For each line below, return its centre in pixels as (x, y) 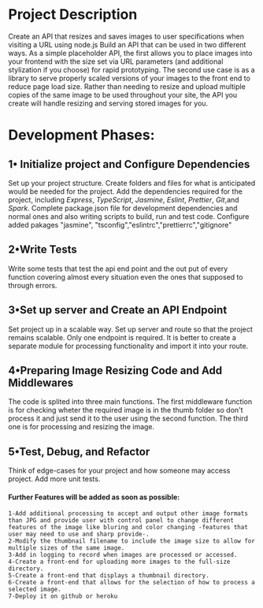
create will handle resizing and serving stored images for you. (108, 103)
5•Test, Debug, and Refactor (79, 452)
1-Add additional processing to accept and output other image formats (128, 513)
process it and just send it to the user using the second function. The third (128, 418)
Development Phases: (81, 135)
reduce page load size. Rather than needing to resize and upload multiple (127, 86)
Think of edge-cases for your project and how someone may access (119, 471)
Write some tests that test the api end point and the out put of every (118, 269)
